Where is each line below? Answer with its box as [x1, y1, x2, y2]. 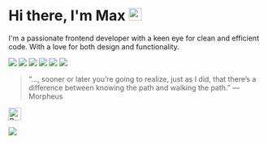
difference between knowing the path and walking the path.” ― [28, 83, 240, 92]
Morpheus [28, 91, 63, 101]
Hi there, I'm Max [8, 6, 126, 25]
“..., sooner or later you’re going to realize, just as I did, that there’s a [28, 74, 257, 83]
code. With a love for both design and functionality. [8, 41, 180, 51]
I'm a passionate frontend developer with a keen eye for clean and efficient [8, 33, 260, 43]
